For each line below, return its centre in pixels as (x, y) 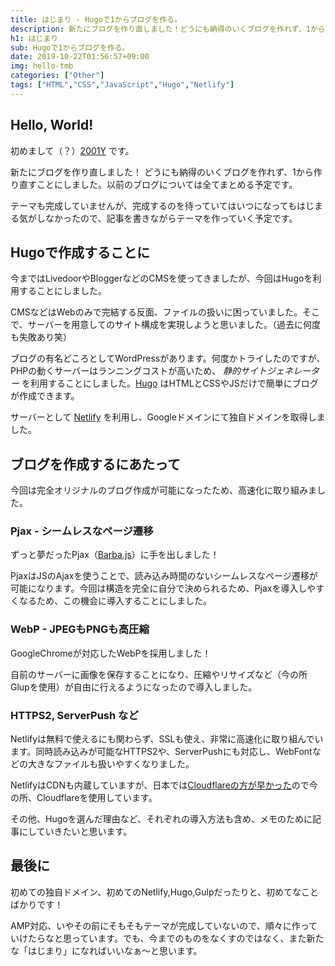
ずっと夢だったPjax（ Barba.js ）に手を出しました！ (115, 555)
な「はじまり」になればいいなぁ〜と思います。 (106, 950)
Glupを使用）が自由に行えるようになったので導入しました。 (134, 687)
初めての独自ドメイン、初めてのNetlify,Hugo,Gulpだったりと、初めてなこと (164, 892)
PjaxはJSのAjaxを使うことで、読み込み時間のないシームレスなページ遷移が (164, 576)
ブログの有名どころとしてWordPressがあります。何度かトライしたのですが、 (168, 358)
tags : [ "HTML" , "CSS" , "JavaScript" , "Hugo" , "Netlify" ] (122, 85)
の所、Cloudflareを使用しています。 (84, 798)
